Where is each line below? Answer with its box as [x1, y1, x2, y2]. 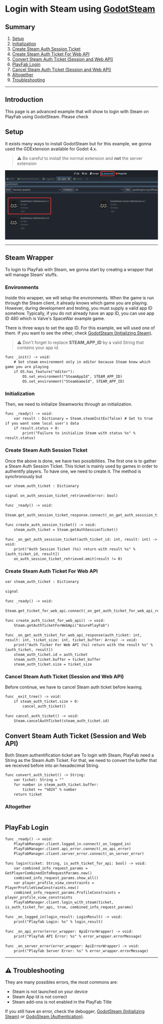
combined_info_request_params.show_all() [14, 876, 98, 881]
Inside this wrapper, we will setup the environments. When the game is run [5, 295, 154, 301]
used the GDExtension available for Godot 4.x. [5, 146, 98, 152]
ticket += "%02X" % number [22, 787, 77, 792]
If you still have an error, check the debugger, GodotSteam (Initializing [5, 1008, 145, 1014]
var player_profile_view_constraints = [14, 881, 95, 885]
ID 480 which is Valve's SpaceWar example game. [5, 316, 105, 321]
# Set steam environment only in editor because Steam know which [14, 360, 151, 365]
